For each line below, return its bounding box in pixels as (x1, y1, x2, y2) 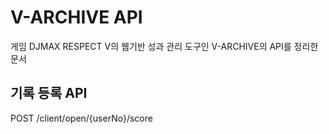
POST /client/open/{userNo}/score (10, 112, 153, 124)
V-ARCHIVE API (10, 6, 143, 29)
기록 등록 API (10, 85, 88, 102)
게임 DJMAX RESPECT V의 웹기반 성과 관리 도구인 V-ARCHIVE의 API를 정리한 (10, 40, 319, 52)
